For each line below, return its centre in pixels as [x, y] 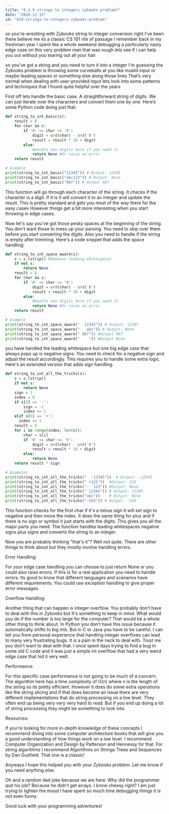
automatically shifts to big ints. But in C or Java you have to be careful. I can [84, 630]
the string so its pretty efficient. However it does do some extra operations [82, 687]
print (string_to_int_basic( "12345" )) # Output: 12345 [63, 173]
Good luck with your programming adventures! [54, 806]
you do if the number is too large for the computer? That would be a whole [82, 619]
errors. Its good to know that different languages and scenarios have [76, 578]
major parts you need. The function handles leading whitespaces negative [82, 527]
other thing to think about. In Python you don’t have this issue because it [80, 624]
